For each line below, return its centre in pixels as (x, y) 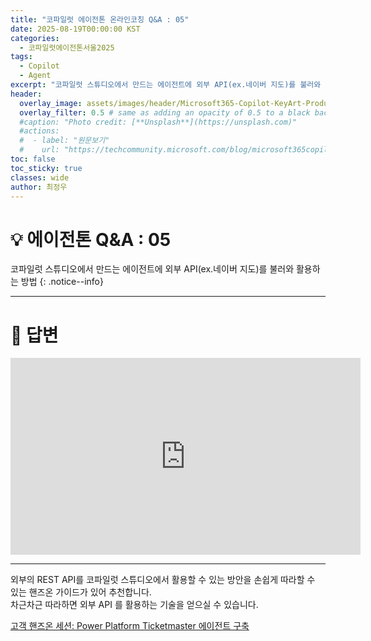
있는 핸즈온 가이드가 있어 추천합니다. (81, 592)
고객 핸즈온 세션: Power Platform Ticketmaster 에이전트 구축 (130, 626)
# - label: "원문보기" (64, 141)
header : (26, 94)
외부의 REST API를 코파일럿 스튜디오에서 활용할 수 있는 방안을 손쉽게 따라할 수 (163, 580)
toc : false (33, 159)
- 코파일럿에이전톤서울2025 (67, 47)
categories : (35, 38)
